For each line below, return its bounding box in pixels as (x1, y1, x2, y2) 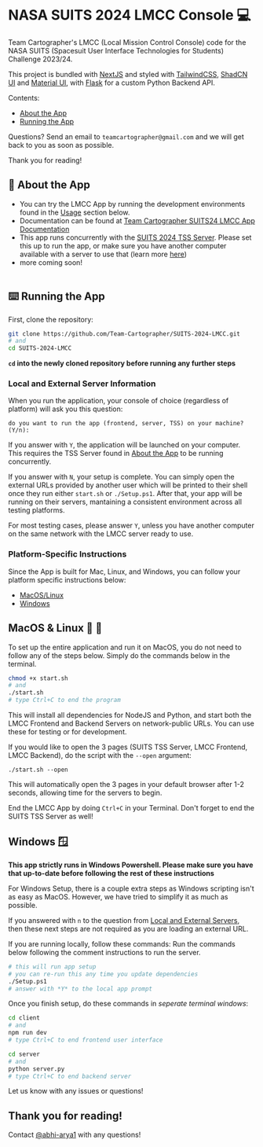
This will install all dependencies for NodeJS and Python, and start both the (8, 711, 252, 720)
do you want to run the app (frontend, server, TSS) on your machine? (8, 420, 244, 428)
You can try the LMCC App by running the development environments (19, 199, 246, 208)
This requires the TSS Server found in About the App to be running (8, 449, 224, 458)
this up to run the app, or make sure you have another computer (19, 241, 227, 250)
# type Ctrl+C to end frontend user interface (8, 1036, 163, 1044)
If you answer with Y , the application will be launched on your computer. (8, 440, 241, 450)
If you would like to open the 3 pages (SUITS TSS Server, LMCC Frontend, (8, 742, 248, 752)
